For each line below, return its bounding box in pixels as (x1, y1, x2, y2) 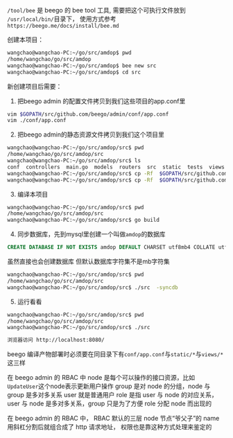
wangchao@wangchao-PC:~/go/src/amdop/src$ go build (7, 217, 159, 224)
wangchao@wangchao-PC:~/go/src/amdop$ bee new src (7, 62, 157, 69)
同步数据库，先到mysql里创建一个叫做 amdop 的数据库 (17, 230, 166, 238)
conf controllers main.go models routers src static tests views (7, 164, 225, 170)
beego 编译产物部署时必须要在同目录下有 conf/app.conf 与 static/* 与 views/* (7, 350, 224, 358)
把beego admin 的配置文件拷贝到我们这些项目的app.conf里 (17, 96, 186, 105)
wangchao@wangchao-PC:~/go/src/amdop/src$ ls (7, 157, 141, 164)
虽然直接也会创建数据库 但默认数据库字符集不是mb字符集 (7, 257, 170, 265)
